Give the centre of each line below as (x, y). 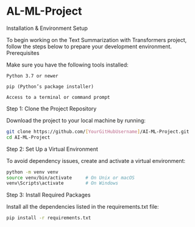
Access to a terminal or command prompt (58, 97)
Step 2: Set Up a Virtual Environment (52, 149)
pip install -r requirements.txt (49, 218)
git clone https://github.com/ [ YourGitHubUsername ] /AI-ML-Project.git (98, 132)
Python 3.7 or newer (33, 76)
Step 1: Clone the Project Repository (51, 109)
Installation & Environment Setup (47, 28)
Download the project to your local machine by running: (76, 120)
